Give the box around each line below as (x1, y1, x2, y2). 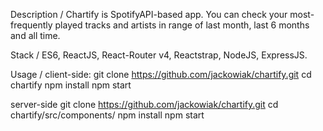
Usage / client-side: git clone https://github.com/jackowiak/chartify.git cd (10, 69, 312, 80)
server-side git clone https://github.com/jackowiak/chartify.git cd (10, 99, 279, 110)
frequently (10, 19, 53, 31)
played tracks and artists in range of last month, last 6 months (54, 19, 310, 31)
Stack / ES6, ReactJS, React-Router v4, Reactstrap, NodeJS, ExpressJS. (10, 49, 308, 61)
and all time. (10, 30, 61, 41)
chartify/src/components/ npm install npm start (10, 109, 205, 121)
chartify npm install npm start (10, 79, 132, 91)
